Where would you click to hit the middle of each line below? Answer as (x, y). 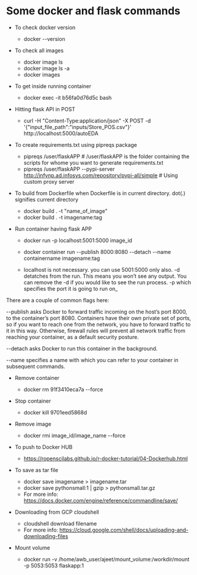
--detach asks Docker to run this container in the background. (82, 348)
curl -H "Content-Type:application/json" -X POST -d (87, 121)
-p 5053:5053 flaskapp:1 (54, 565)
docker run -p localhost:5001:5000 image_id (78, 240)
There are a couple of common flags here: (58, 300)
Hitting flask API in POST (45, 109)
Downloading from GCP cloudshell (57, 512)
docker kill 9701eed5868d (55, 412)
